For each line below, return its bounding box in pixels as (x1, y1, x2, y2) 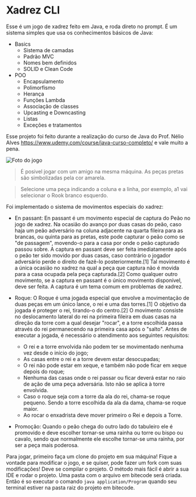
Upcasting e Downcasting (23, 109, 86, 116)
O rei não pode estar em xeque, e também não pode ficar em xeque (23, 362, 187, 369)
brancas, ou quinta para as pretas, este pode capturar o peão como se (14, 233, 185, 240)
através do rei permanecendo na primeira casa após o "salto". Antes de (14, 325, 187, 332)
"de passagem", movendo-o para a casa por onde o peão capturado (14, 239, 180, 246)
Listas (23, 115, 38, 122)
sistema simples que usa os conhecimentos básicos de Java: (6, 29, 153, 36)
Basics (14, 40, 31, 47)
